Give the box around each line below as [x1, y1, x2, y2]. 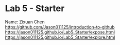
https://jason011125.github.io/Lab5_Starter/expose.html [5, 29, 115, 35]
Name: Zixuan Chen [5, 19, 45, 25]
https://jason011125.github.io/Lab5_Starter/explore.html [5, 34, 115, 40]
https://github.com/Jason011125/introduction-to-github [5, 24, 115, 30]
